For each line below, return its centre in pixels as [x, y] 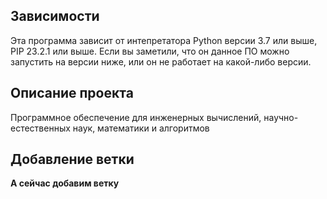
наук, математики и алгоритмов [141, 128]
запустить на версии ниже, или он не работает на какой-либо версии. [161, 61]
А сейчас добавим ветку [65, 183]
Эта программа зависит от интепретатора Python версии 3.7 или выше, [164, 40]
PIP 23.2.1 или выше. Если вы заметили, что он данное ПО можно [150, 51]
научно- [281, 117]
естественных [40, 128]
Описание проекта [72, 93]
